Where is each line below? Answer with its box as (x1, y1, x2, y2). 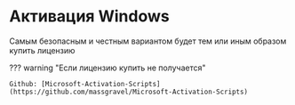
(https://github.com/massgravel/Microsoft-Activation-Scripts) (9, 87, 249, 96)
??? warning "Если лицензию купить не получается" (9, 62, 206, 73)
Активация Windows (9, 6, 171, 27)
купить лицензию (9, 44, 76, 55)
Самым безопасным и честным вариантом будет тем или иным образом (9, 36, 287, 46)
